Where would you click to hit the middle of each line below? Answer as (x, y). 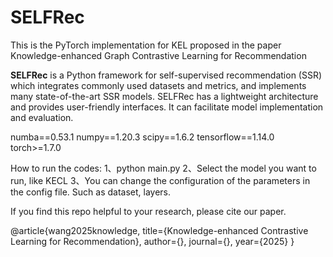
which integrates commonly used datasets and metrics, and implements (158, 85)
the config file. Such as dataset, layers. (91, 192)
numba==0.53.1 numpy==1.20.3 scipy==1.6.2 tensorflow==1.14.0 (142, 137)
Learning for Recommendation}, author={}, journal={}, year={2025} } (152, 241)
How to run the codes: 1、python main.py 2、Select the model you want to (163, 168)
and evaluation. (42, 117)
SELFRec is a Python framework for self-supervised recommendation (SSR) (166, 75)
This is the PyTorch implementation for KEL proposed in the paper (146, 45)
